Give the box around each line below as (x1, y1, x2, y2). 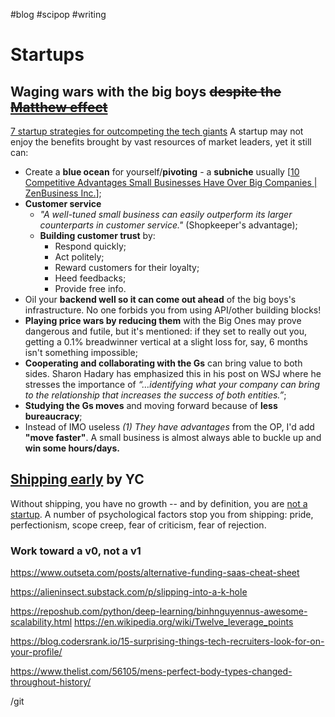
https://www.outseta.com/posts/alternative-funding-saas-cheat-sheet (10, 567, 300, 579)
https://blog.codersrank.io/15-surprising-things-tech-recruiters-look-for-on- (10, 635, 325, 648)
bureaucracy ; (24, 410, 83, 422)
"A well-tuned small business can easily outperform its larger (39, 209, 293, 220)
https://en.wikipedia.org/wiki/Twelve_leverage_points (73, 616, 294, 628)
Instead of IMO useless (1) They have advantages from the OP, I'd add (24, 421, 315, 433)
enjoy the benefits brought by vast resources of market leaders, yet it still (10, 136, 312, 148)
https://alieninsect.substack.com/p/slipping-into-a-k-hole (10, 586, 248, 598)
